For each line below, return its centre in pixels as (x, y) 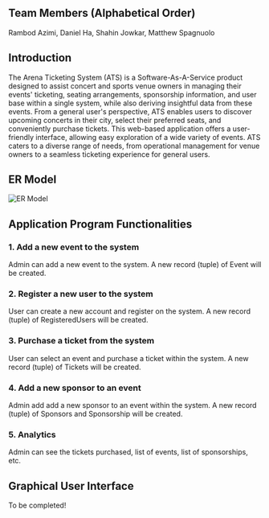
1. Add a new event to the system (74, 247)
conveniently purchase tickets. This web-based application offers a (120, 129)
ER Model (33, 180)
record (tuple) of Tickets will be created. (75, 367)
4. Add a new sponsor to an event (75, 388)
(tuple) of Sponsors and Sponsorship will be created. (96, 414)
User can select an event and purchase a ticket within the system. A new (128, 358)
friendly (21, 137)
